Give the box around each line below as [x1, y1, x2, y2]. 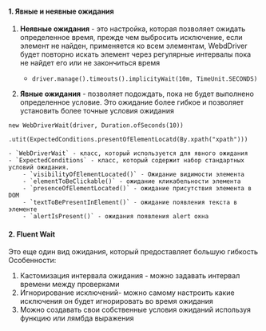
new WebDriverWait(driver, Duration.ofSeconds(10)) [8, 122, 184, 130]
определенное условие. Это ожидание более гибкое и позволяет [19, 98, 244, 107]
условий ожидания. [8, 164, 69, 172]
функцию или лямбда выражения [19, 313, 134, 323]
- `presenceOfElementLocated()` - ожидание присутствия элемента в [22, 185, 252, 193]
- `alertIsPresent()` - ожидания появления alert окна [22, 213, 209, 221]
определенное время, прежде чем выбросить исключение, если [19, 33, 243, 42]
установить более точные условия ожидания [19, 106, 174, 116]
